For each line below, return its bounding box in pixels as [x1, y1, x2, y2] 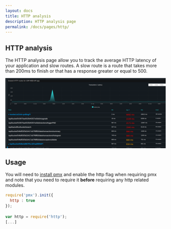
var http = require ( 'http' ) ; [5, 214, 67, 219]
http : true [10, 198, 36, 203]
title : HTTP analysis [5, 13, 51, 19]
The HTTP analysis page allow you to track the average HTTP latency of [5, 57, 157, 63]
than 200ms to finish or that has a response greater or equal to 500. [5, 68, 148, 74]
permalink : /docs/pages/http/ [5, 24, 70, 29]
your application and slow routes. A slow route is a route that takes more [5, 62, 157, 69]
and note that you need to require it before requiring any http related [5, 177, 149, 183]
